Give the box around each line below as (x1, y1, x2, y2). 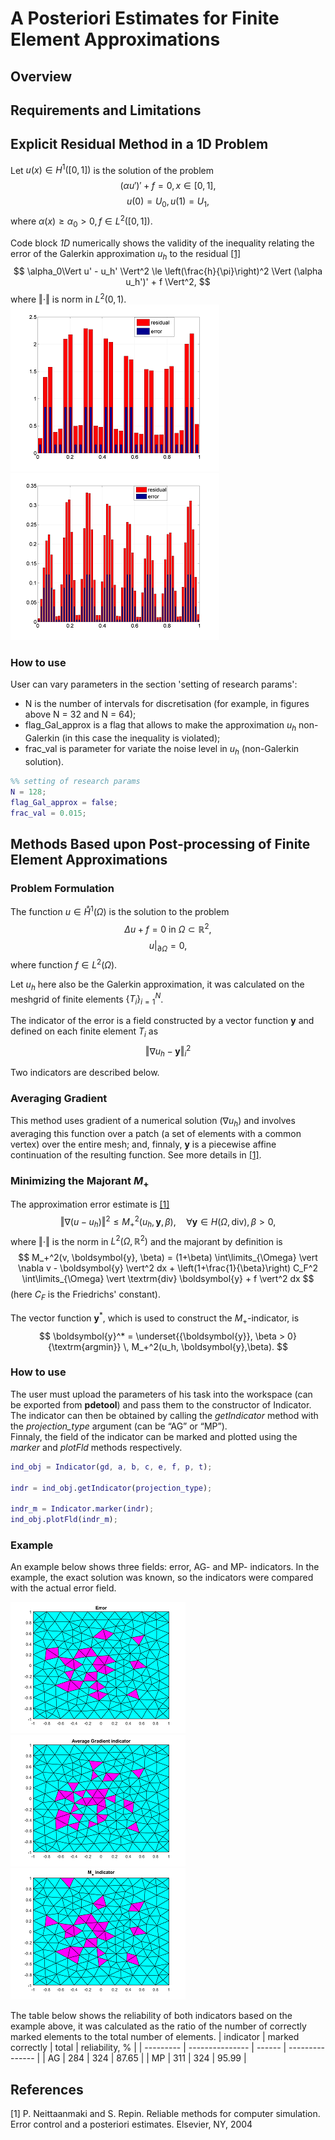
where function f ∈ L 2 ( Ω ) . (10, 957, 118, 971)
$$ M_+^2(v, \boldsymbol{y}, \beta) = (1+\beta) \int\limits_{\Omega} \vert (18, 1252, 318, 1264)
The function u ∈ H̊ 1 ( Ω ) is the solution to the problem (10, 904, 230, 917)
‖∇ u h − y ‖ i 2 (144, 1043, 192, 1059)
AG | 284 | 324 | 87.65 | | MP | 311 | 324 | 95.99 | (47, 2052, 247, 2064)
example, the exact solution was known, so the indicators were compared (10, 1572, 314, 1584)
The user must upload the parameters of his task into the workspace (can (10, 1388, 313, 1400)
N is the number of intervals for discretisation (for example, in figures (24, 698, 310, 710)
